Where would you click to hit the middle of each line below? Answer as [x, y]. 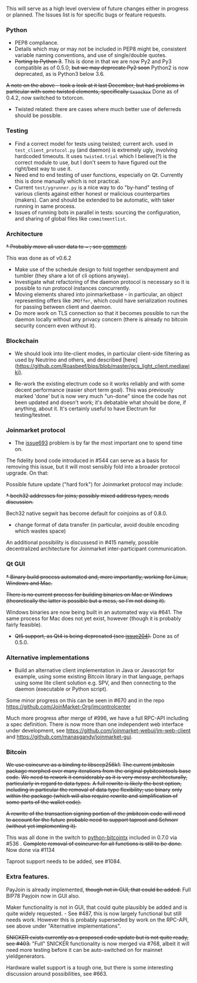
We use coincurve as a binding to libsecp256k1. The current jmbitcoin [90, 765]
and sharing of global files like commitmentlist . [71, 218]
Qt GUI [16, 564]
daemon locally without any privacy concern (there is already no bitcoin [101, 319]
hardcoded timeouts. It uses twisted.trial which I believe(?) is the [95, 156]
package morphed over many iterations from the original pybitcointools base [98, 771]
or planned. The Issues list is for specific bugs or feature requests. [86, 15]
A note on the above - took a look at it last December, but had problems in [95, 85]
